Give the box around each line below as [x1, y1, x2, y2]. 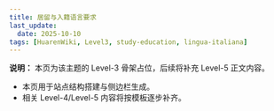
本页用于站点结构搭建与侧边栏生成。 [21, 81, 155, 92]
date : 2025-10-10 [17, 29, 82, 38]
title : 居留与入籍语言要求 [9, 12, 98, 22]
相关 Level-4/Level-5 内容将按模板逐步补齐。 [21, 92, 186, 103]
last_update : [9, 21, 58, 30]
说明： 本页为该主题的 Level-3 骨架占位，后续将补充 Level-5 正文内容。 [9, 63, 270, 73]
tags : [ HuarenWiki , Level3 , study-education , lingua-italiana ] [9, 37, 248, 47]
